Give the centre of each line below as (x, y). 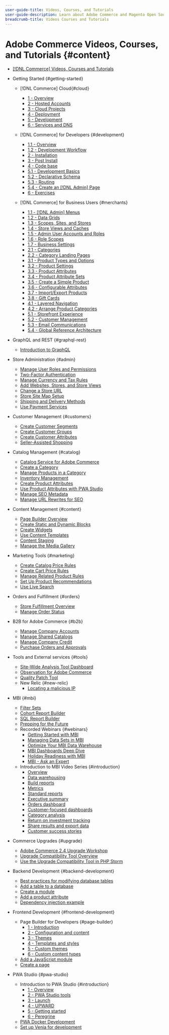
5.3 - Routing (41, 182)
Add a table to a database (47, 886)
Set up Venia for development (51, 1027)
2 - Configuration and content (58, 933)
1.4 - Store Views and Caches (58, 228)
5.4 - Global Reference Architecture (64, 330)
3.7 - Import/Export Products (57, 293)
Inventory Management (44, 478)
